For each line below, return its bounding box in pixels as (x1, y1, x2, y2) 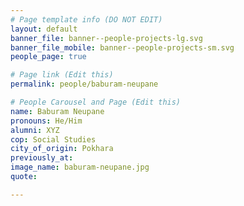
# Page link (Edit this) (10, 70, 114, 80)
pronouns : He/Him (10, 116, 83, 126)
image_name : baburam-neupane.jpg (10, 162, 150, 173)
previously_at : (10, 153, 74, 163)
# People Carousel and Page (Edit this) (10, 97, 182, 107)
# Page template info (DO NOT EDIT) (10, 14, 163, 25)
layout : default (10, 24, 78, 34)
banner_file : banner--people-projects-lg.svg (10, 33, 203, 43)
